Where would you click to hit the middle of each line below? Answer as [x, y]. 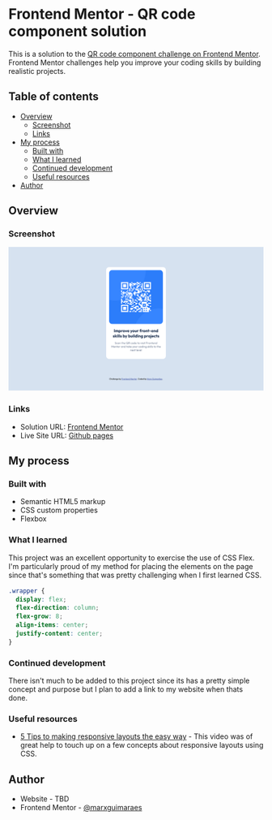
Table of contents [53, 97]
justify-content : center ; [59, 634]
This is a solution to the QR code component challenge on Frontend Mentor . [134, 54]
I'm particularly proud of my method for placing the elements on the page [131, 566]
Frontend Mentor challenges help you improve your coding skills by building [135, 63]
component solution [78, 31]
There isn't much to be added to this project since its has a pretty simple [129, 681]
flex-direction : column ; [57, 608]
